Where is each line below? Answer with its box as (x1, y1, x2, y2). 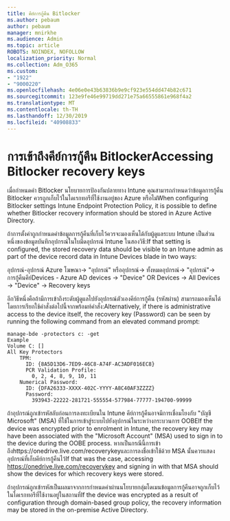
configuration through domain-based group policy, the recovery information (7, 498, 222, 507)
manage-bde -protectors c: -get (7, 331, 100, 338)
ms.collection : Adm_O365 (7, 61, 78, 68)
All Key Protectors (7, 349, 63, 356)
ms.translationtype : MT (7, 100, 76, 107)
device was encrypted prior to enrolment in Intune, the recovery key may (7, 425, 214, 433)
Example (7, 337, 30, 344)
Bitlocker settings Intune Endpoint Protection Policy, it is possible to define (7, 202, 218, 210)
